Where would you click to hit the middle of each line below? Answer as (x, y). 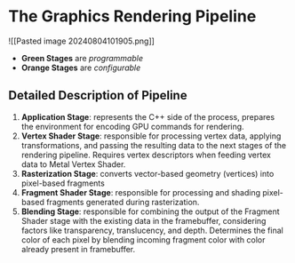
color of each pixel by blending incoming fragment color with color (143, 239)
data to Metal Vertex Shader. (73, 164)
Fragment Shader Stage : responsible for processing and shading (141, 192)
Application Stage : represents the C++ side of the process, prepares (148, 116)
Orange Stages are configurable (81, 68)
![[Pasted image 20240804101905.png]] (81, 41)
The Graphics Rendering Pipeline (132, 16)
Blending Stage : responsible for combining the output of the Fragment (151, 211)
